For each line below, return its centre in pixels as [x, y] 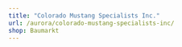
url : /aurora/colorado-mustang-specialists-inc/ [91, 23]
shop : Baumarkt [34, 30]
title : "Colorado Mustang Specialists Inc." [84, 16]
